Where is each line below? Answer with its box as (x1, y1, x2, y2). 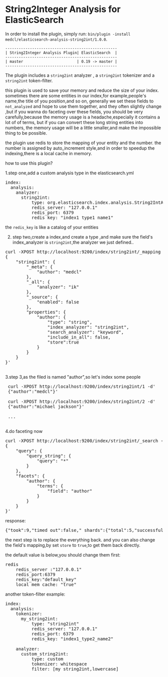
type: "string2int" (31, 621, 79, 626)
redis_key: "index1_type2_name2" (31, 636, 113, 641)
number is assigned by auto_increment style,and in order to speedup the (5, 145, 155, 151)
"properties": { (26, 309, 66, 315)
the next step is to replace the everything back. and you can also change (5, 536, 155, 543)
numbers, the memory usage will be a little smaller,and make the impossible (5, 125, 161, 131)
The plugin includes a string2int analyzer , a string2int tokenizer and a (5, 72, 155, 78)
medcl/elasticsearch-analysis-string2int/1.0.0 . (5, 36, 107, 42)
